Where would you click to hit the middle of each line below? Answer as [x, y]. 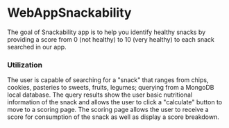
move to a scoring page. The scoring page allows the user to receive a [108, 110]
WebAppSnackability [69, 13]
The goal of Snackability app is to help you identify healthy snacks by [107, 32]
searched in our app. [37, 47]
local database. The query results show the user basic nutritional [100, 95]
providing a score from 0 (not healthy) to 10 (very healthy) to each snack [111, 39]
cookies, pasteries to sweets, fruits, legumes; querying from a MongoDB [111, 88]
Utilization [25, 65]
